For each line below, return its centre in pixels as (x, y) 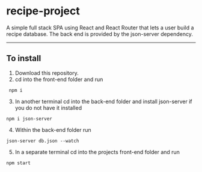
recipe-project (43, 11)
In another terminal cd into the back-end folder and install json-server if (103, 101)
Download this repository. (47, 73)
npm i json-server (29, 119)
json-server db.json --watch (43, 141)
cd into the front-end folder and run (59, 79)
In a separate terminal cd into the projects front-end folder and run (97, 152)
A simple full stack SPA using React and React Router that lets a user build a (100, 28)
